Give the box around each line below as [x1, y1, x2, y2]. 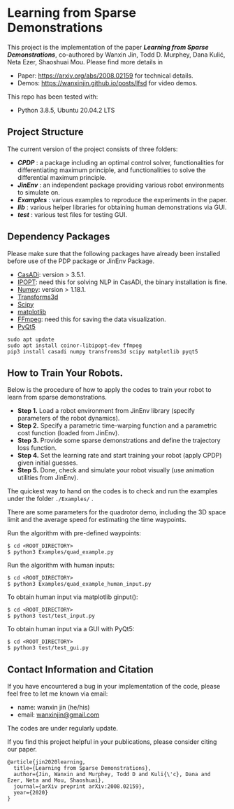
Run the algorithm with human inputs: [7, 561, 115, 570]
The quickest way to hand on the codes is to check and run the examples [7, 487, 218, 495]
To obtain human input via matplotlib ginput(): [7, 593, 138, 601]
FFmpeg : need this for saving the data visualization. [17, 315, 166, 323]
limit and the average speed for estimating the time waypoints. [7, 516, 187, 524]
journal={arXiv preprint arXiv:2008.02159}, [13, 783, 145, 790]
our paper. [7, 745, 37, 754]
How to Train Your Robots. [7, 367, 124, 379]
